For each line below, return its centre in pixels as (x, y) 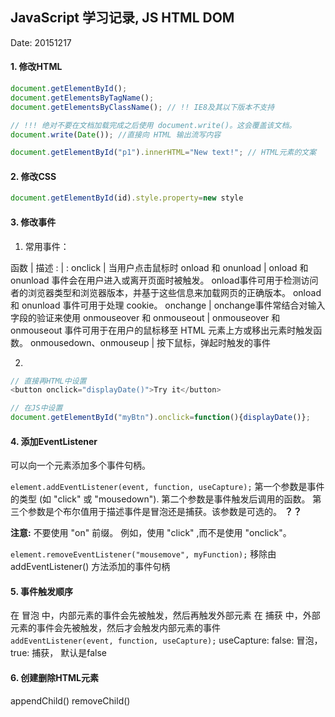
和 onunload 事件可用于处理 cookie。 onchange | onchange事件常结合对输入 (168, 305)
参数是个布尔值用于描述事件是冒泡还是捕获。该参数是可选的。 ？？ (164, 512)
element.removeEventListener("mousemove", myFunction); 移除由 (143, 554)
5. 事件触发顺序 (41, 591)
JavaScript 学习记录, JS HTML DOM (122, 18)
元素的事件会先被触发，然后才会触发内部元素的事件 (115, 628)
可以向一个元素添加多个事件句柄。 (80, 465)
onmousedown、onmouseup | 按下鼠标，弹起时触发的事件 (150, 342)
